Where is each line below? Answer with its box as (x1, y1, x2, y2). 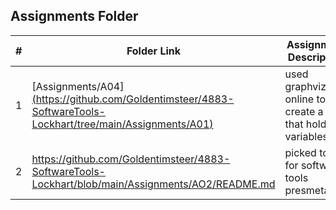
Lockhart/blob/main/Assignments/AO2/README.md (31, 177, 276, 191)
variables (284, 129, 328, 143)
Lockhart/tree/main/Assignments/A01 (31, 117, 210, 131)
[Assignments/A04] (31, 79, 125, 93)
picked (284, 145, 317, 159)
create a (284, 104, 324, 118)
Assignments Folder (10, 8, 139, 25)
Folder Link (126, 44, 182, 58)
